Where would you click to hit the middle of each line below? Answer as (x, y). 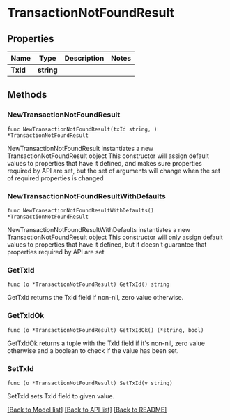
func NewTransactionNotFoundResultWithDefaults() (81, 210)
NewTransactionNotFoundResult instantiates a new (80, 148)
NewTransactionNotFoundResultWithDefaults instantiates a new (99, 229)
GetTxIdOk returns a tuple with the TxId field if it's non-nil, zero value (106, 343)
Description (84, 58)
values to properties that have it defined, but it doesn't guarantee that (107, 244)
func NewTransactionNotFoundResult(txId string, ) (82, 129)
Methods (27, 95)
